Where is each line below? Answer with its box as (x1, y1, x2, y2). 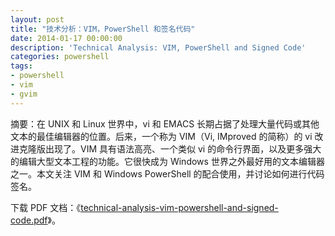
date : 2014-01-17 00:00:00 (10, 33, 123, 43)
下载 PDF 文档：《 (10, 201, 82, 213)
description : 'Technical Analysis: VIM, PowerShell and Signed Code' (10, 42, 307, 53)
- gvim (10, 89, 38, 99)
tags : (10, 61, 33, 71)
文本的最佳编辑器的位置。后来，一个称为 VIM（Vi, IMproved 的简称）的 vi (10, 130, 313, 142)
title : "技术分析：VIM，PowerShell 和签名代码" (10, 24, 196, 34)
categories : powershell (10, 52, 110, 62)
